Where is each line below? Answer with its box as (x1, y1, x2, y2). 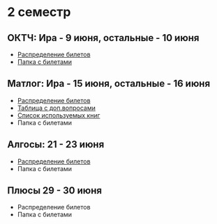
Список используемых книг (17, 111, 100, 119)
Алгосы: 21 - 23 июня (7, 138, 105, 150)
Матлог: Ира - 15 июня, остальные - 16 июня (7, 78, 211, 90)
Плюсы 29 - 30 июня (7, 185, 103, 197)
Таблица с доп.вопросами (17, 104, 96, 112)
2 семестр (7, 4, 71, 20)
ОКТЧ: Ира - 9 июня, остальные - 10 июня (7, 32, 200, 44)
